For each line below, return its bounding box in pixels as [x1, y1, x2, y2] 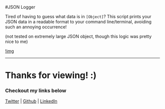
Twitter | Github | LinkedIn [5, 98, 57, 104]
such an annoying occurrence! [5, 24, 67, 30]
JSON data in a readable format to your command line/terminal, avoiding [5, 19, 152, 24]
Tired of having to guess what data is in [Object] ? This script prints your [5, 14, 152, 19]
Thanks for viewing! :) [5, 70, 97, 81]
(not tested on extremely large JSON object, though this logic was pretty [5, 34, 152, 39]
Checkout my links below [5, 87, 67, 94]
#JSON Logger [5, 4, 35, 10]
